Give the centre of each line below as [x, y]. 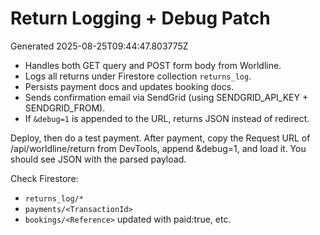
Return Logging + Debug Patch [140, 18]
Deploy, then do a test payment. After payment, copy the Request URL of [160, 138]
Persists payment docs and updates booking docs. [129, 86]
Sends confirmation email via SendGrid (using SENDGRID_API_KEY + [166, 97]
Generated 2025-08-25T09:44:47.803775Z [99, 46]
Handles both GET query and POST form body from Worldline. [153, 65]
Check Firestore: [44, 178]
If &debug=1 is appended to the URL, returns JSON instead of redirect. [167, 118]
